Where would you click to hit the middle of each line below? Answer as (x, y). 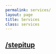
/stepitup (20, 45)
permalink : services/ (28, 10)
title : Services (22, 19)
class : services (22, 24)
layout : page (19, 15)
